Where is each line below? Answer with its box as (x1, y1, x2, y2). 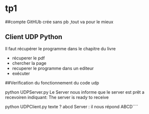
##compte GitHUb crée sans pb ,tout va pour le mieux (5, 19, 113, 25)
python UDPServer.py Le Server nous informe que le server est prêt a (5, 89, 145, 95)
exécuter (12, 71, 30, 76)
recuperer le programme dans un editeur (12, 65, 94, 71)
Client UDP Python (5, 33, 62, 41)
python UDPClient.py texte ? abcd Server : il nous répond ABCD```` (5, 103, 138, 109)
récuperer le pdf (12, 55, 45, 61)
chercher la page (12, 60, 47, 66)
